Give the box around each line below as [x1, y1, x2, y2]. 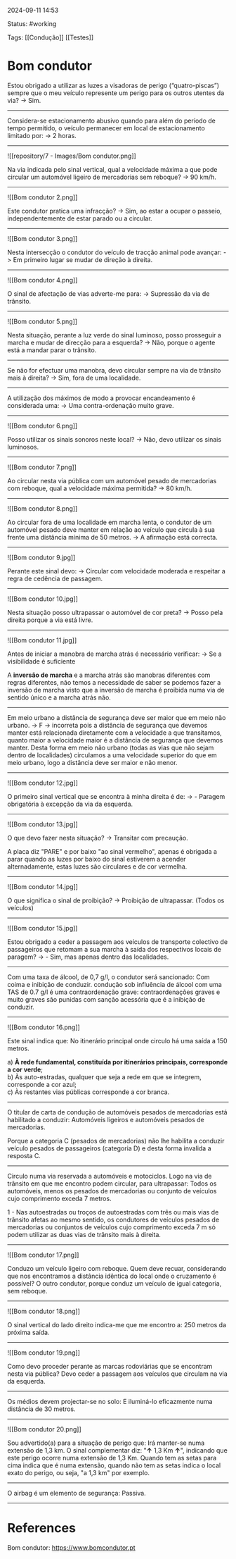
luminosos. [7, 442, 39, 451]
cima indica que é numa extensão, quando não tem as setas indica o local [7, 1461, 221, 1470]
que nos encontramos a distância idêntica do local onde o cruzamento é [7, 1272, 216, 1280]
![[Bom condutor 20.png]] [7, 1424, 82, 1433]
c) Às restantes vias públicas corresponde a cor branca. [7, 1088, 170, 1096]
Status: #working [7, 20, 57, 27]
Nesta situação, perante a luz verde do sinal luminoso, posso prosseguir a [7, 330, 221, 339]
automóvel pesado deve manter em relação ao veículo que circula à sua [7, 525, 216, 534]
